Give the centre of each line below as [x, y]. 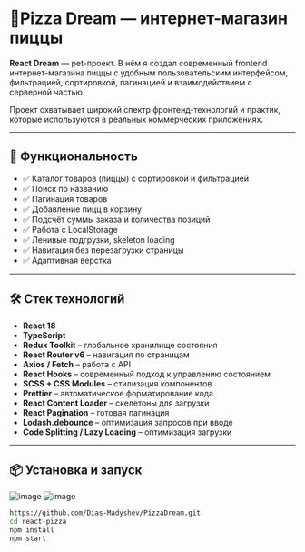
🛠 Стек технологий [67, 299]
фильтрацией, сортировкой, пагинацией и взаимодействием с [131, 82]
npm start [28, 538]
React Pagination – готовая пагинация [96, 412]
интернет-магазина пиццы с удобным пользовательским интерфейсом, [149, 73]
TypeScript [44, 335]
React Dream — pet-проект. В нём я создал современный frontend [138, 63]
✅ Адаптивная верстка [67, 260]
